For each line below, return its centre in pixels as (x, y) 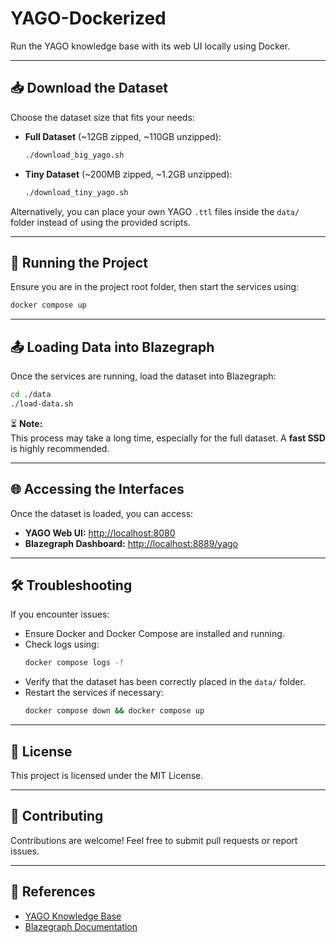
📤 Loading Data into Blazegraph (112, 347)
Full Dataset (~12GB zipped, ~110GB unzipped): (123, 136)
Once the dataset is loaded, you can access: (102, 513)
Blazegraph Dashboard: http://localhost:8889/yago (131, 543)
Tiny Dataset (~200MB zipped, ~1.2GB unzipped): (128, 174)
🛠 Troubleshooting (71, 585)
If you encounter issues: (60, 614)
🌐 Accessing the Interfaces (97, 489)
